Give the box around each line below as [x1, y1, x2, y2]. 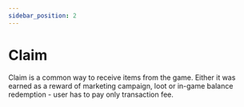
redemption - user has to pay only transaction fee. [8, 89, 174, 99]
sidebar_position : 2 [8, 11, 78, 20]
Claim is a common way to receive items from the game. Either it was [8, 73, 236, 82]
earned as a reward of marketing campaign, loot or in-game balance [8, 81, 234, 90]
